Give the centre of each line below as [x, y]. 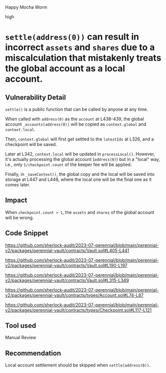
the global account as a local [65, 69]
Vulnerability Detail [35, 97]
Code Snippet [27, 233]
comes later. [18, 185]
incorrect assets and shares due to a [80, 47]
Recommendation [33, 353]
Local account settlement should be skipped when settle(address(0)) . [78, 365]
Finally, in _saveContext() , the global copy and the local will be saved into [80, 174]
